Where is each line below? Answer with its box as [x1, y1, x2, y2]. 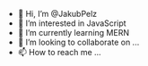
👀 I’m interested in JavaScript [17, 18, 127, 29]
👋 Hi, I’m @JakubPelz [17, 9, 98, 19]
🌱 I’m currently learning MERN [17, 28, 130, 37]
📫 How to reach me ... [17, 47, 101, 57]
